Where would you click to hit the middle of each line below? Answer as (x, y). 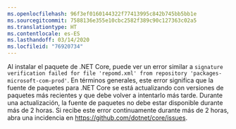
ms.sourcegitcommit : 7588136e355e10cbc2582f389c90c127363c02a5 (102, 20)
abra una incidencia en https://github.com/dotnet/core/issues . (98, 118)
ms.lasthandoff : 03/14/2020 (49, 40)
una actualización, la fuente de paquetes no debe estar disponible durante (115, 103)
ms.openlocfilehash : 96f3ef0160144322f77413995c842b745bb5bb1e (102, 14)
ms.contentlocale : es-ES (44, 33)
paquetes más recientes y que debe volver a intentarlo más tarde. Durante (115, 95)
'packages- (206, 73)
